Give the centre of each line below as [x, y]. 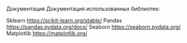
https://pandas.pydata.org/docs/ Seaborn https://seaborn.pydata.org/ [93, 27]
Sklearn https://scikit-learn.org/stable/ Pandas [64, 20]
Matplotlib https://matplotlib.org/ [47, 33]
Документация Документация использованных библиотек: [83, 9]
